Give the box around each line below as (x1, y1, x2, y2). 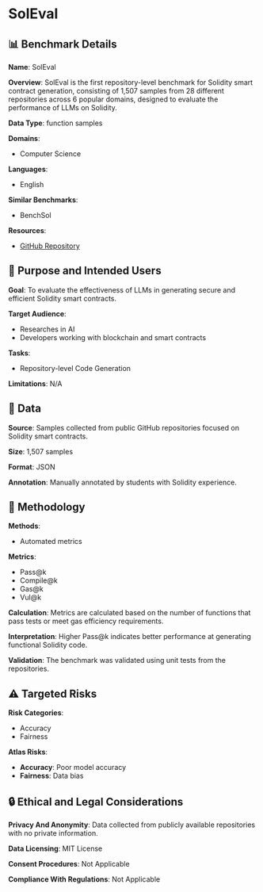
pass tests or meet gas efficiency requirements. (8, 616, 164, 626)
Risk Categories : (8, 708, 64, 718)
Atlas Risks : (8, 747, 48, 757)
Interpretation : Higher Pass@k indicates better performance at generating (8, 632, 252, 641)
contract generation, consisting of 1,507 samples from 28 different (8, 86, 224, 95)
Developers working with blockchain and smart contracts (19, 332, 207, 342)
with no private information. (8, 829, 98, 838)
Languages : (8, 164, 48, 174)
